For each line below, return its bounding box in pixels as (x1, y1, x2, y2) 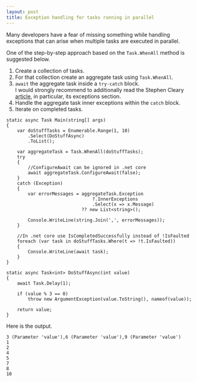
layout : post (6, 8, 39, 15)
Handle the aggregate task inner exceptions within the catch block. (14, 99, 181, 106)
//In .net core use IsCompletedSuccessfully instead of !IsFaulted (17, 233, 189, 239)
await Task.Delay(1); (17, 280, 71, 286)
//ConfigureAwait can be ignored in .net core (28, 164, 147, 170)
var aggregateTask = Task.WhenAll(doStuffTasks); (17, 149, 144, 155)
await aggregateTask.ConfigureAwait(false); (28, 170, 141, 176)
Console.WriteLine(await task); (28, 248, 109, 254)
